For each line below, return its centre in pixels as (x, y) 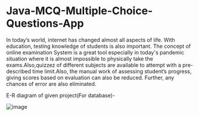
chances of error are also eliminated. (51, 83)
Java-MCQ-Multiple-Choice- (80, 11)
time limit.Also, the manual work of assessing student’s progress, (112, 71)
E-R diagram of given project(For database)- (61, 95)
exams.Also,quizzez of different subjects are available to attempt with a (94, 65)
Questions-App (45, 23)
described (19, 71)
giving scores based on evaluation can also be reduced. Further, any (90, 78)
